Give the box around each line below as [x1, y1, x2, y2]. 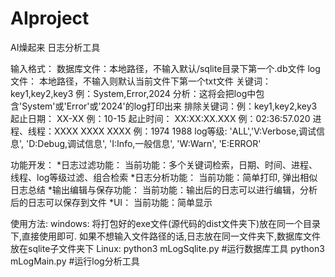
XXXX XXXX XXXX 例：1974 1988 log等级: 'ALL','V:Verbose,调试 [53, 125, 317, 137]
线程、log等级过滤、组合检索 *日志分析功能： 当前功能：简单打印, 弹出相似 [10, 171, 318, 183]
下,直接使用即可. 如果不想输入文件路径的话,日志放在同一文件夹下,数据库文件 [10, 230, 322, 242]
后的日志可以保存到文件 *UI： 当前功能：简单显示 [10, 196, 213, 208]
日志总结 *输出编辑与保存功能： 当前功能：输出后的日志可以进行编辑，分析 [10, 183, 318, 196]
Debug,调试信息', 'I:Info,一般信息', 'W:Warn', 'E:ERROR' [37, 137, 262, 149]
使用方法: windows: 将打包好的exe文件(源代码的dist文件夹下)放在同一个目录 [10, 217, 322, 229]
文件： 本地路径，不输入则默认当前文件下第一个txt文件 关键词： [10, 75, 272, 87]
